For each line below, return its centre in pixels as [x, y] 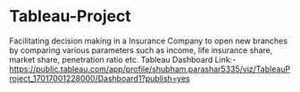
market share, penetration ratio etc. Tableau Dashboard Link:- [123, 59]
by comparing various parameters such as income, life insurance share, [141, 50]
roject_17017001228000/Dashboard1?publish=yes [100, 78]
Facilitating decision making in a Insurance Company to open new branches [149, 41]
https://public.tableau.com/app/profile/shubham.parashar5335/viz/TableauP [150, 69]
